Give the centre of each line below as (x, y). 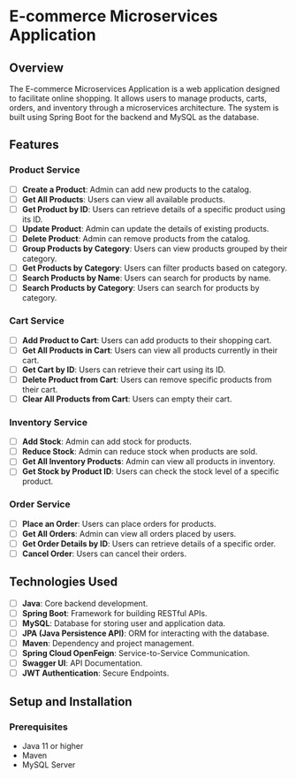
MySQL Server (49, 764)
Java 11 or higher (53, 745)
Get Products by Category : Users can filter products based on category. (154, 268)
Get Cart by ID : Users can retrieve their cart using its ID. (124, 370)
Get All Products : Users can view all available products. (123, 199)
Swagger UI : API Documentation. (82, 663)
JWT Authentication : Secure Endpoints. (95, 673)
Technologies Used (63, 582)
